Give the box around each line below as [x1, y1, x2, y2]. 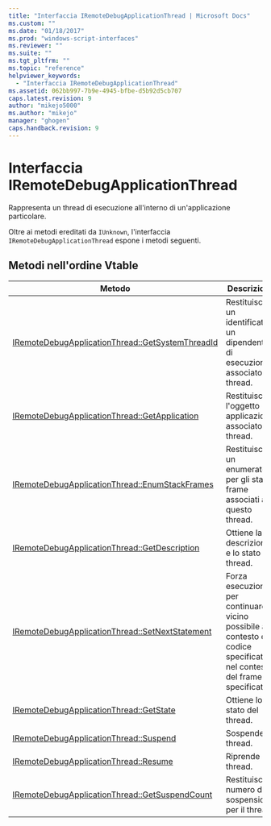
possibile [225, 621, 261, 632]
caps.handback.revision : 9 [8, 124, 99, 132]
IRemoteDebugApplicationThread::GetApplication [12, 410, 199, 421]
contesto [225, 630, 260, 641]
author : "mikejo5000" [8, 102, 81, 110]
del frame [225, 670, 262, 682]
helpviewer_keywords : [8, 72, 81, 80]
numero [225, 783, 256, 795]
